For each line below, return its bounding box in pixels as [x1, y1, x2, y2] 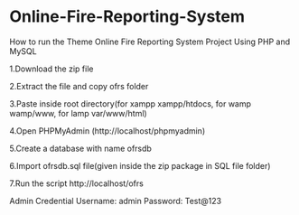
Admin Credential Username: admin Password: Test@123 [9, 195, 222, 206]
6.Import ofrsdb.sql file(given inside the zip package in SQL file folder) [9, 160, 271, 171]
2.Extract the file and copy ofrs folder [9, 80, 149, 91]
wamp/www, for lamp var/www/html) [9, 107, 147, 118]
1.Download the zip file [9, 63, 94, 74]
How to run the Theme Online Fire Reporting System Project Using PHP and [9, 36, 291, 47]
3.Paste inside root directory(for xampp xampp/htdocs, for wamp [9, 98, 251, 109]
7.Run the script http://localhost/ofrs [9, 178, 145, 189]
